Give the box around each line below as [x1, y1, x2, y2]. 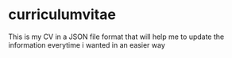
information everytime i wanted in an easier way [8, 40, 165, 49]
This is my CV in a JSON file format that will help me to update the [8, 32, 225, 41]
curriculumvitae [8, 6, 117, 24]
